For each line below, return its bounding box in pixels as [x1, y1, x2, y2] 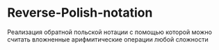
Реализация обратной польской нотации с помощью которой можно [7, 28, 212, 36]
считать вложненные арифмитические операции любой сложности [7, 35, 209, 43]
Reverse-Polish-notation [7, 5, 153, 21]
